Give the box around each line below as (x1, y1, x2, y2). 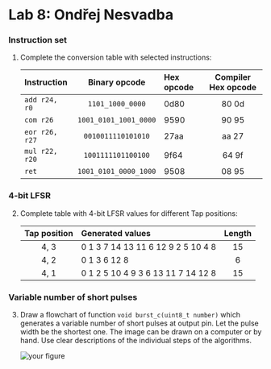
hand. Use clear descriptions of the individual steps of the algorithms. (19, 336, 252, 346)
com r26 (23, 115, 54, 125)
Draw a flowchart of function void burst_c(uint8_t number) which (19, 310, 240, 320)
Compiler (215, 72, 252, 83)
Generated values (81, 227, 151, 238)
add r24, (23, 95, 58, 105)
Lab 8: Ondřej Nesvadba (8, 6, 174, 24)
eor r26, (23, 127, 58, 137)
